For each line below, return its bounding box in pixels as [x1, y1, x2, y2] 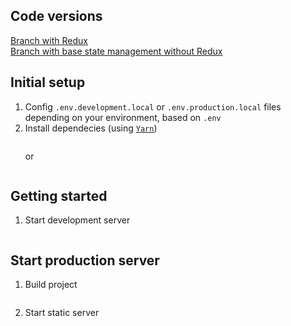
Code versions [10, 8, 103, 25]
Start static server [24, 307, 100, 319]
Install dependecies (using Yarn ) [24, 122, 158, 134]
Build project [24, 279, 78, 291]
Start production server [10, 252, 160, 269]
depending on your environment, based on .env [24, 111, 222, 123]
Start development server [24, 214, 131, 226]
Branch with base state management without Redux [10, 45, 223, 57]
